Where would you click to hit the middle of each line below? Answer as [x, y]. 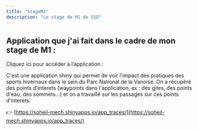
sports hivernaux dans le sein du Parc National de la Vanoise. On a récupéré [99, 82]
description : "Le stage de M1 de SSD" [54, 17]
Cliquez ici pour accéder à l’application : [55, 64]
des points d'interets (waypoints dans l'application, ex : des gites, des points [99, 88]
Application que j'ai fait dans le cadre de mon [91, 41]
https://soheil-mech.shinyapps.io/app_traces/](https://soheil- [90, 112]
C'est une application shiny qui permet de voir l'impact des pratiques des [95, 76]
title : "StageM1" [27, 11]
